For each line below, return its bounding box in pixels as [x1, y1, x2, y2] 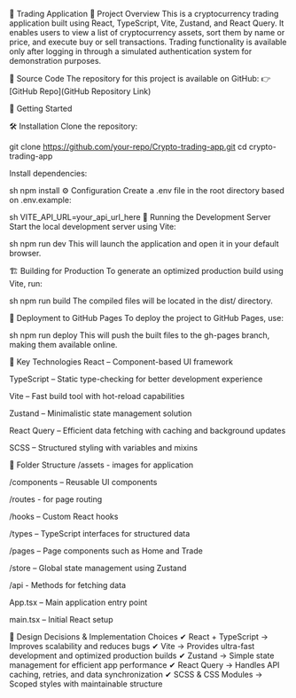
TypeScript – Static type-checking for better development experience [9, 373, 263, 384]
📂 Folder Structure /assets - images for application [9, 459, 194, 470]
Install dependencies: [9, 169, 88, 178]
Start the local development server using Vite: [9, 222, 176, 231]
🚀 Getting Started [9, 103, 73, 114]
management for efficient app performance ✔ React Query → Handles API [9, 660, 280, 670]
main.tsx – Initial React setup [9, 615, 113, 624]
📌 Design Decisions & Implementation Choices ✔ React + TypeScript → [9, 631, 269, 642]
